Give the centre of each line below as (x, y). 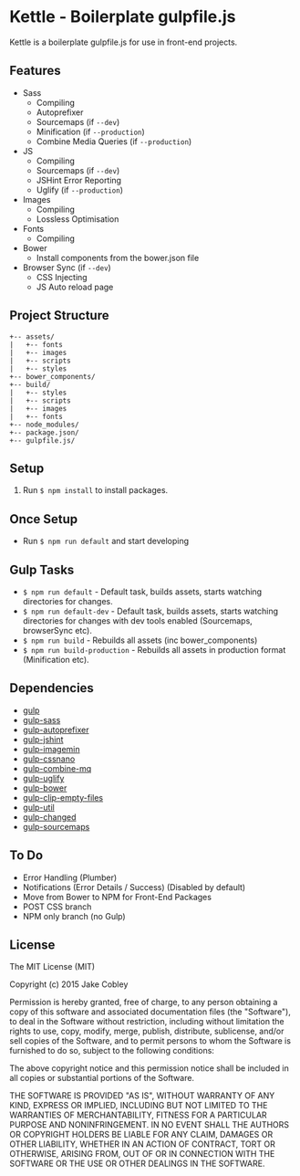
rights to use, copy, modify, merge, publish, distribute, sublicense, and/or (147, 1031)
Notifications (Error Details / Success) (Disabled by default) (134, 887)
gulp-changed (49, 817)
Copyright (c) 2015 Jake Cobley (69, 984)
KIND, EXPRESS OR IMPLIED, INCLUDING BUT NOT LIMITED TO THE (139, 1106)
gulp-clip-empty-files (62, 797)
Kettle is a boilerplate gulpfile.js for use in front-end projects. (124, 42)
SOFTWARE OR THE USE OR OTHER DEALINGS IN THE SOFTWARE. (137, 1164)
